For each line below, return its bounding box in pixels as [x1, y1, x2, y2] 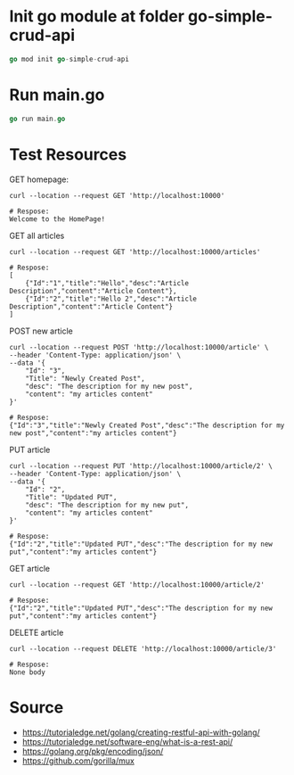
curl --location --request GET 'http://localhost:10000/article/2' [9, 580, 265, 589]
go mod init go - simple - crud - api [9, 54, 129, 63]
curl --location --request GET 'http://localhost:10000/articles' [9, 247, 261, 256]
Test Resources [9, 144, 127, 164]
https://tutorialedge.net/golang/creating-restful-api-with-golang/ [21, 727, 260, 738]
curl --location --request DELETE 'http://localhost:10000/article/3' [9, 644, 277, 653]
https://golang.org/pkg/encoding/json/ [21, 746, 164, 756]
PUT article [9, 444, 51, 455]
